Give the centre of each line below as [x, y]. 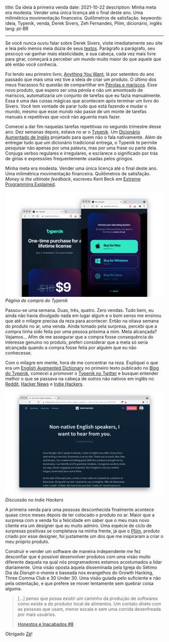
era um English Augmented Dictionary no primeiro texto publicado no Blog [82, 368]
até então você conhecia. [31, 64]
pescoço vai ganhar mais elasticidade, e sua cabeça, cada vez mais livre [80, 54]
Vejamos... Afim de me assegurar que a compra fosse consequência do [79, 337]
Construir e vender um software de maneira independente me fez [73, 552]
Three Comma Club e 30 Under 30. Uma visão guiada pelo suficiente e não [83, 578]
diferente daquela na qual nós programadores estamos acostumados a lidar [84, 562]
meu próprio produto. [27, 542]
